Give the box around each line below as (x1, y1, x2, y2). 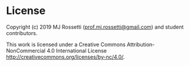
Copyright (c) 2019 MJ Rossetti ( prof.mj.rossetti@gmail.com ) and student (6, 23, 184, 30)
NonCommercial (6, 47, 46, 54)
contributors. (6, 29, 38, 36)
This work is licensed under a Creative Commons (6, 41, 126, 48)
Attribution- (126, 41, 155, 48)
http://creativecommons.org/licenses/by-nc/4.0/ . (6, 53, 125, 60)
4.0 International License (47, 47, 107, 54)
